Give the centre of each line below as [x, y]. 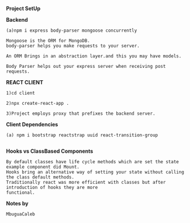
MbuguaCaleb [20, 214]
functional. [20, 193]
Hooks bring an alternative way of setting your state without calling [95, 172]
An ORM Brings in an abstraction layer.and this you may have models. [94, 56]
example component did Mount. [43, 167]
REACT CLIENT [25, 82]
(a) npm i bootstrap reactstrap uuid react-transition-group [82, 135]
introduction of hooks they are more [52, 187]
